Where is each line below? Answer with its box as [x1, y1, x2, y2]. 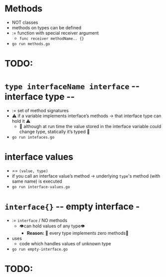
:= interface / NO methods [11, 217, 68, 223]
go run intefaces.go [11, 135, 55, 140]
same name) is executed [11, 178, 63, 184]
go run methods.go [11, 41, 50, 46]
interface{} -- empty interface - [4, 201, 140, 212]
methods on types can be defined [11, 24, 82, 30]
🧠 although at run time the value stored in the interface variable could [19, 124, 162, 130]
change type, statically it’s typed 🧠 [19, 129, 90, 135]
